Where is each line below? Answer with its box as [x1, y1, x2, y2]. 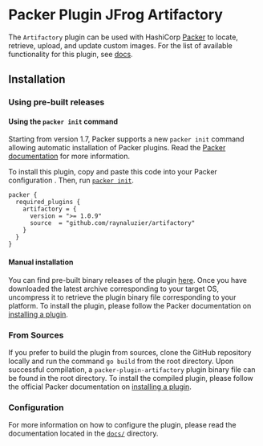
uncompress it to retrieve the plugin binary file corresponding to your [8, 292, 237, 302]
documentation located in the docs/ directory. [8, 428, 159, 439]
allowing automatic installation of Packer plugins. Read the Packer [8, 143, 226, 153]
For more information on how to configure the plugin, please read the [8, 420, 237, 430]
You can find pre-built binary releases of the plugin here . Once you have [8, 275, 247, 284]
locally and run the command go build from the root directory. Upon [8, 356, 234, 366]
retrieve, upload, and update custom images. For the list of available [8, 40, 233, 50]
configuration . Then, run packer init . [8, 175, 135, 186]
